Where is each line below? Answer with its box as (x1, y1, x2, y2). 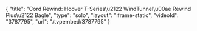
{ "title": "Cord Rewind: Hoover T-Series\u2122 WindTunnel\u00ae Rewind (5, 5, 192, 12)
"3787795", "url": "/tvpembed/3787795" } (5, 18, 111, 25)
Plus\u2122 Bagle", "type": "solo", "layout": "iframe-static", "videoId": (5, 12, 179, 19)
